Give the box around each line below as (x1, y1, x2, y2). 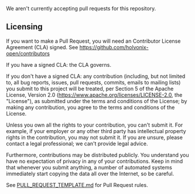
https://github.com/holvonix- (79, 43, 149, 50)
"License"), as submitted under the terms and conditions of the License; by (6, 97, 187, 104)
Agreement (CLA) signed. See (6, 43, 78, 50)
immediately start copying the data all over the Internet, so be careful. (6, 170, 175, 177)
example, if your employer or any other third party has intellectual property (6, 127, 186, 134)
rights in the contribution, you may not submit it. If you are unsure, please (6, 134, 183, 141)
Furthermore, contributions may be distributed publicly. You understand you (6, 151, 189, 158)
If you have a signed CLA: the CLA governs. (6, 61, 111, 68)
